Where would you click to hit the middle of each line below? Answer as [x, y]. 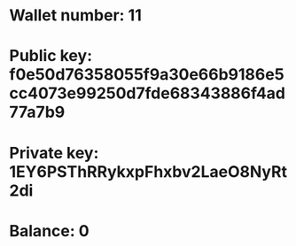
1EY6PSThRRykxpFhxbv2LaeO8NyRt [148, 171]
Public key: [51, 56]
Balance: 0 [50, 231]
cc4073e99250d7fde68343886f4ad [148, 93]
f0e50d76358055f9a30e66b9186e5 [147, 75]
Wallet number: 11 [75, 15]
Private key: [54, 153]
